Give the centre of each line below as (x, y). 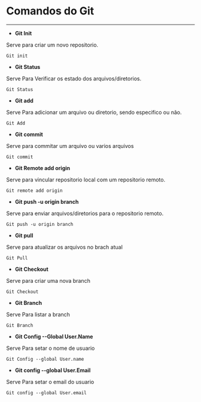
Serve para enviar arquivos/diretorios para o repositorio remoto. (85, 213)
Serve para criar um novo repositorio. (52, 45)
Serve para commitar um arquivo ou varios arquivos (70, 146)
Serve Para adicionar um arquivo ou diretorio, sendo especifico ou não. (94, 112)
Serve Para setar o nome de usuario (51, 348)
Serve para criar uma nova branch (48, 280)
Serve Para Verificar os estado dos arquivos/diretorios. (74, 78)
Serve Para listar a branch (38, 314)
